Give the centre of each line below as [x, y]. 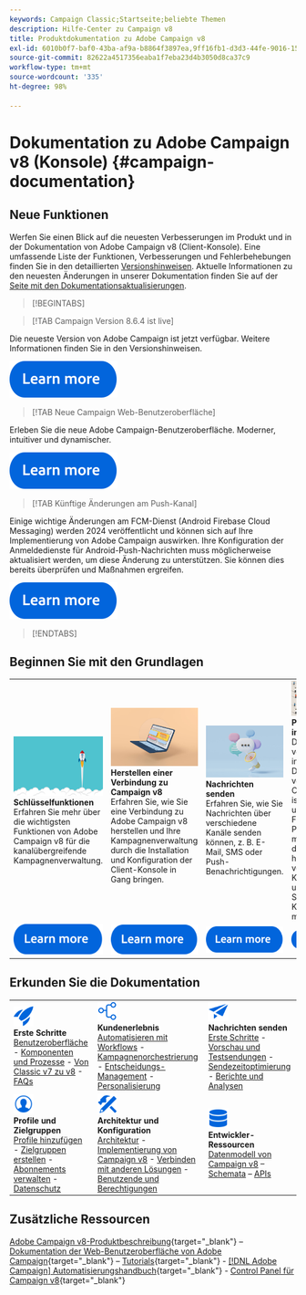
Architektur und [128, 1120]
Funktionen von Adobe [56, 831]
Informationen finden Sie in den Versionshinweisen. [106, 348]
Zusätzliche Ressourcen [80, 1220]
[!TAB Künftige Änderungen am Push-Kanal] [114, 503]
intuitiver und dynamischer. [61, 439]
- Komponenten [43, 1052]
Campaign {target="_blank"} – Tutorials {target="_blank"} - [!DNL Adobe [143, 1260]
